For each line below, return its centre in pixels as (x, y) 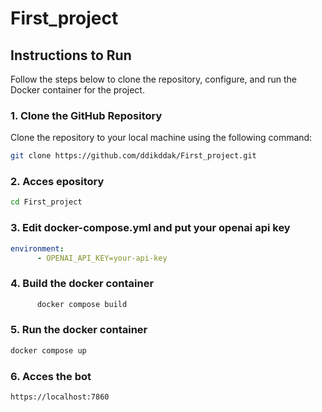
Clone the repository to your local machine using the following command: (161, 138)
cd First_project (46, 202)
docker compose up (48, 350)
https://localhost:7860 (60, 397)
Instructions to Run (71, 55)
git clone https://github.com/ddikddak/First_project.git (133, 156)
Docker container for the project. (77, 90)
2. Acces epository (57, 182)
